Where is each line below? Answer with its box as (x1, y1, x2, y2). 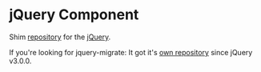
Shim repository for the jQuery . (9, 32, 111, 42)
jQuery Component (9, 6, 139, 24)
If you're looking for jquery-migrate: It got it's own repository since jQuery (9, 47, 253, 57)
